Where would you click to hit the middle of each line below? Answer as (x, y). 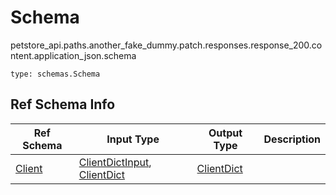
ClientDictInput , (115, 162)
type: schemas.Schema (55, 74)
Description (292, 139)
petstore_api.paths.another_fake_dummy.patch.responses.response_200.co (166, 45)
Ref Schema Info (63, 104)
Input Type (133, 139)
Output (225, 133)
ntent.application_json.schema (73, 55)
